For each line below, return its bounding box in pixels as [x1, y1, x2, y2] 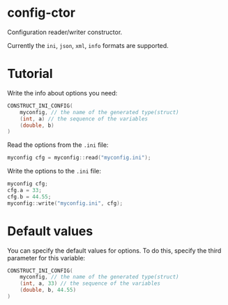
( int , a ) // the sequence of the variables [20, 115, 149, 123]
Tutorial [7, 66, 54, 81]
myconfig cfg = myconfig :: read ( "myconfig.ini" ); [7, 155, 151, 162]
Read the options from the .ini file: [7, 141, 109, 149]
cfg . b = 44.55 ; [7, 193, 52, 200]
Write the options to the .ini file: [7, 167, 102, 175]
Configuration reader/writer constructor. [7, 28, 123, 36]
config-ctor [7, 5, 75, 21]
